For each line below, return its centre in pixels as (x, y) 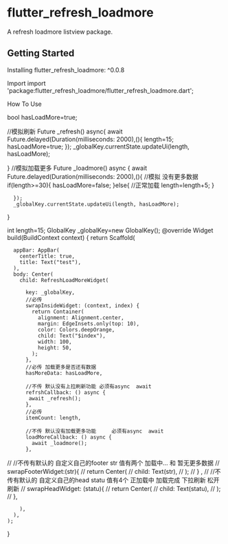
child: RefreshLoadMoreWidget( (64, 280)
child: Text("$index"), (72, 336)
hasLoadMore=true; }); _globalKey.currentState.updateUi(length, (99, 146)
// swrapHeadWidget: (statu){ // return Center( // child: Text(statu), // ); (121, 488)
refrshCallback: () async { (66, 392)
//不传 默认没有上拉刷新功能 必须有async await (88, 387)
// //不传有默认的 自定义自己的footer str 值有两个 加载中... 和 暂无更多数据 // (113, 463)
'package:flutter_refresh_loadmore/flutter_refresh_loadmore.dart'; (101, 90)
